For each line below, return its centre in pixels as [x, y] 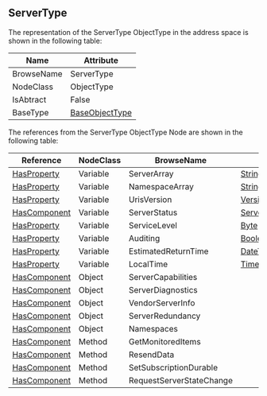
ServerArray [151, 173]
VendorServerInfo [162, 303]
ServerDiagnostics [163, 289]
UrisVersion [150, 200]
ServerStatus [153, 212]
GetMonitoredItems [164, 341]
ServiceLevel [153, 225]
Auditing [144, 238]
